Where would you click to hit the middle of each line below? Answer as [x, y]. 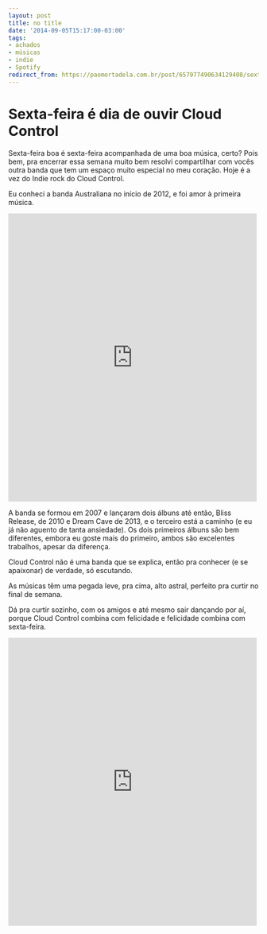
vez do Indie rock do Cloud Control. [66, 178]
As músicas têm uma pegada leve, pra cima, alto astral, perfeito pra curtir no [133, 586]
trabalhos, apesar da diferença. [60, 546]
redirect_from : [33, 75]
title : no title [35, 23]
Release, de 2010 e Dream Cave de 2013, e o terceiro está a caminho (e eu [130, 521]
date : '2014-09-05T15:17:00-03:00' [67, 30]
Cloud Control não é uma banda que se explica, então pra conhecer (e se [128, 562]
